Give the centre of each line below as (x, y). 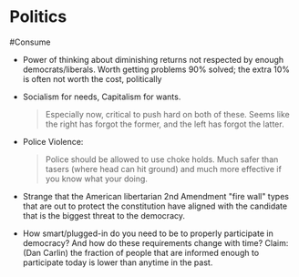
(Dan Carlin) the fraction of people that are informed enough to (141, 252)
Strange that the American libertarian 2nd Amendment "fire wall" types (156, 196)
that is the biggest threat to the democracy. (103, 215)
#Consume (30, 42)
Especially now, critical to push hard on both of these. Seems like (167, 114)
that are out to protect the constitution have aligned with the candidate (155, 206)
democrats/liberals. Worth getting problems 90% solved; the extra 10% (156, 69)
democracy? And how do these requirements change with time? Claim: (155, 242)
